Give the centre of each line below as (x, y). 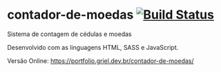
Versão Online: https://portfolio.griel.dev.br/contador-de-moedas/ (101, 61)
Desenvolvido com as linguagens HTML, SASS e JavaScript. (93, 47)
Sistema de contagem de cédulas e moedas (70, 34)
